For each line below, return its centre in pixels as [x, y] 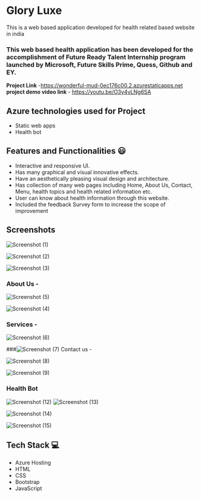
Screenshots [31, 230]
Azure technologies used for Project [76, 111]
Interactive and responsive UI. [52, 166]
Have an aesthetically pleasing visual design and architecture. [92, 178]
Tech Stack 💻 [33, 445]
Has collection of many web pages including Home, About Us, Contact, [104, 185]
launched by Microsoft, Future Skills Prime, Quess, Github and [99, 64]
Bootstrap [27, 482]
